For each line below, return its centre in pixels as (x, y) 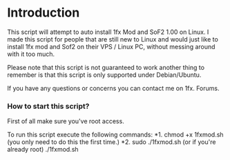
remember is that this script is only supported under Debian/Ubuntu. (104, 75)
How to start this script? (48, 106)
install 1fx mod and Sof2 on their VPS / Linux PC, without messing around (111, 46)
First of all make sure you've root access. (66, 121)
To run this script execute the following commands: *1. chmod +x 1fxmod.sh (115, 135)
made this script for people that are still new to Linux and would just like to (113, 39)
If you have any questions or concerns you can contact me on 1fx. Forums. (113, 88)
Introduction (44, 13)
